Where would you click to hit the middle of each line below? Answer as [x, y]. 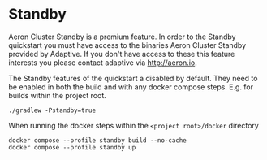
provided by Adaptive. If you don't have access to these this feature [122, 54]
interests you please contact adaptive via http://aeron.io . [103, 63]
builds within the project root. [58, 95]
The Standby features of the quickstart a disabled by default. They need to [133, 78]
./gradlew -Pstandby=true [52, 110]
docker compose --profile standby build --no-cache [97, 140]
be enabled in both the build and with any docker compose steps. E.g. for [131, 87]
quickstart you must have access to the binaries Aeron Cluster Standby [127, 45]
